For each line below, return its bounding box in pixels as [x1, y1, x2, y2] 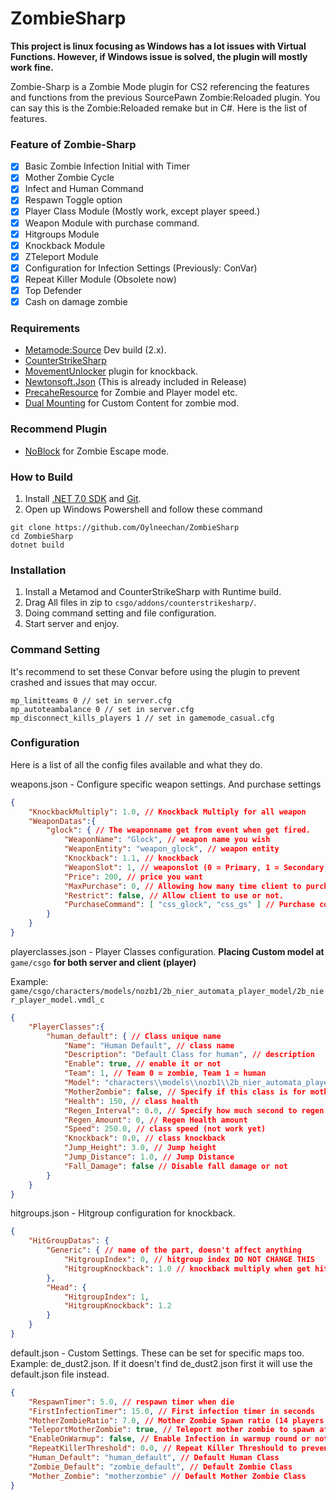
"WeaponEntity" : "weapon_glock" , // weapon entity [63, 844, 280, 854]
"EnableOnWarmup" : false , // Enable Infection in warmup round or [28, 1434, 311, 1444]
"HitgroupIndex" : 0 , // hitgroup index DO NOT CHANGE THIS [63, 1255, 315, 1265]
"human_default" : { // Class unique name [46, 1031, 222, 1041]
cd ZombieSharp [10, 531, 74, 541]
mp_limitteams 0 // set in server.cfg [10, 695, 172, 706]
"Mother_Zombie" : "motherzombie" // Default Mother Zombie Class [28, 1471, 307, 1481]
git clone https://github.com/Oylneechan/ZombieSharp [10, 522, 240, 532]
